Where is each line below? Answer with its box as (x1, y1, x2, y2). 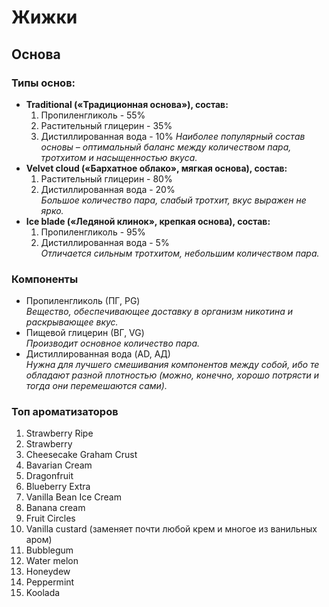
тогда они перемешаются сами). (25, 380, 168, 392)
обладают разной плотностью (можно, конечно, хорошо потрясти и (25, 369, 320, 381)
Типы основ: (11, 76, 76, 90)
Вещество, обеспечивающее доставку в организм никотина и (25, 306, 294, 318)
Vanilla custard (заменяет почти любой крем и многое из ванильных (25, 523, 318, 535)
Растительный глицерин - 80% (40, 172, 173, 185)
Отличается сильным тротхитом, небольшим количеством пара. (40, 247, 320, 259)
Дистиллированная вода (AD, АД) (25, 348, 171, 360)
